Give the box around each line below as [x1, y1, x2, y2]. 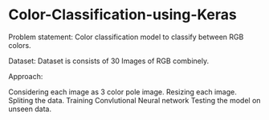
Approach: [8, 71, 43, 81]
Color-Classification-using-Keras [8, 6, 237, 24]
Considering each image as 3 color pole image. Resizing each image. [8, 86, 237, 97]
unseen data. [8, 104, 52, 114]
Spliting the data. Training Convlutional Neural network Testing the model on [8, 95, 261, 105]
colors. [8, 40, 31, 50]
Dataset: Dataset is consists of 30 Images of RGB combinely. [8, 56, 210, 66]
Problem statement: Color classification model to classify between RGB [8, 32, 244, 42]
